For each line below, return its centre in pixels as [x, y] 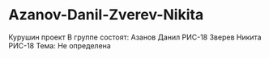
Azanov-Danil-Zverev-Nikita [106, 15]
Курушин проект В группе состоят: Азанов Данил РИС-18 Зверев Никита [135, 37]
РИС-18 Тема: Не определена [60, 45]
